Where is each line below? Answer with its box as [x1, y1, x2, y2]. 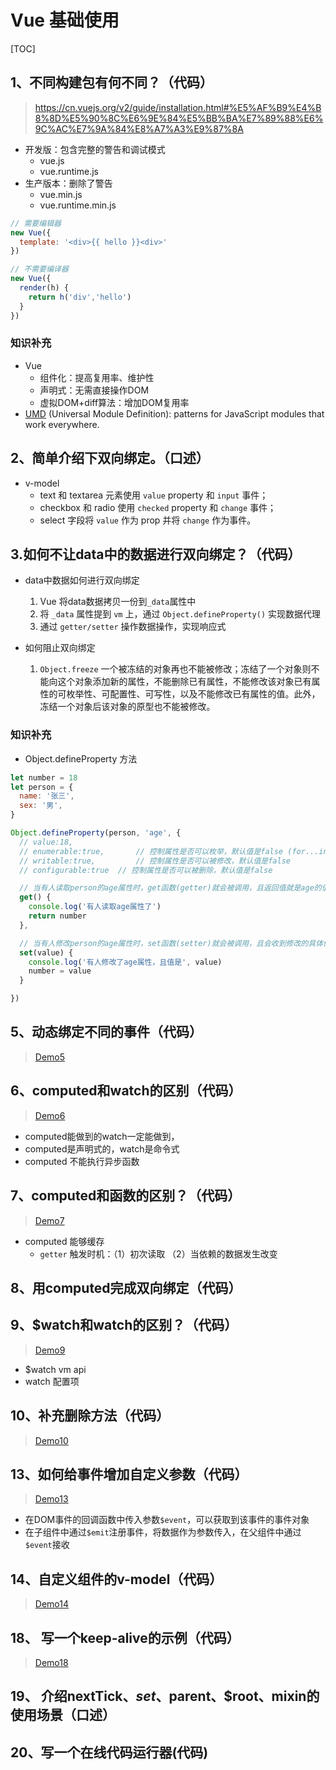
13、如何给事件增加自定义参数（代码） [10, 1466, 248, 1483]
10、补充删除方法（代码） [10, 1407, 170, 1425]
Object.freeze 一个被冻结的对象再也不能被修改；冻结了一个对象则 [39, 663, 312, 675]
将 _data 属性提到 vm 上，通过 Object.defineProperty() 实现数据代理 [39, 608, 321, 620]
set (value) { [19, 947, 74, 958]
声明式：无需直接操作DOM [39, 384, 150, 396]
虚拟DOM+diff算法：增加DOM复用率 [39, 396, 190, 408]
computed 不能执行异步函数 [24, 1155, 140, 1167]
